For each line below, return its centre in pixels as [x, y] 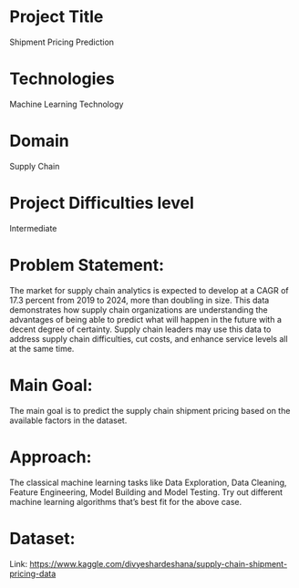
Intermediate [33, 228]
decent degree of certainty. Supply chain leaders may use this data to [140, 329]
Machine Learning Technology [67, 104]
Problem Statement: [87, 265]
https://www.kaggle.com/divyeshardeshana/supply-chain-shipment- [159, 563]
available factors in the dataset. [68, 420]
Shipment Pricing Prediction [62, 42]
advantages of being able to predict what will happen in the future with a [146, 319]
